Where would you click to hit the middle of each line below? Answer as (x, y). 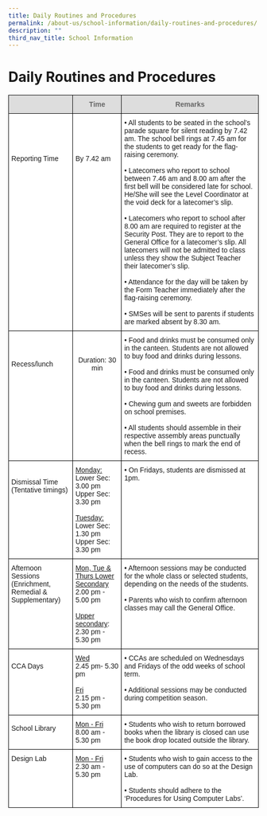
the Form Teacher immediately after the (185, 290)
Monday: (89, 470)
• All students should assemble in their (183, 428)
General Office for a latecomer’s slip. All (185, 242)
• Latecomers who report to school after (185, 219)
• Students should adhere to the (173, 791)
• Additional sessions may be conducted (186, 690)
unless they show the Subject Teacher (183, 258)
